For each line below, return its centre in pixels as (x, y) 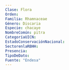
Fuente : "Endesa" (23, 60)
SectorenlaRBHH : (22, 46)
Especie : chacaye (23, 28)
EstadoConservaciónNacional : (35, 42)
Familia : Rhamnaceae (26, 19)
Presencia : (16, 51)
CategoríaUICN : (21, 37)
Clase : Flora (18, 10)
